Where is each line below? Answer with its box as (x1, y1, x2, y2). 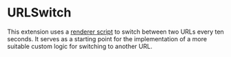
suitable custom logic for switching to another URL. (7, 42, 153, 50)
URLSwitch (7, 5, 72, 21)
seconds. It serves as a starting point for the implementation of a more (7, 34, 208, 43)
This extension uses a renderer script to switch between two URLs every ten (7, 27, 224, 36)
